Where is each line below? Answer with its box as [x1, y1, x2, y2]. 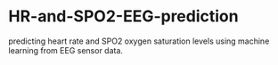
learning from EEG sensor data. [8, 45, 124, 55]
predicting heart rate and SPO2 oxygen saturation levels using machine [8, 36, 270, 46]
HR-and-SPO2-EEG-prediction [8, 6, 239, 27]
